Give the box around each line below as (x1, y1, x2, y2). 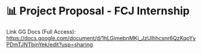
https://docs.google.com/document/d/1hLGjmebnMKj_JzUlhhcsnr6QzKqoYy (6, 34, 196, 41)
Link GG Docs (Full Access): (6, 28, 76, 35)
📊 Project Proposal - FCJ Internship (6, 4, 190, 18)
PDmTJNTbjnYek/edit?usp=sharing (6, 41, 93, 48)
